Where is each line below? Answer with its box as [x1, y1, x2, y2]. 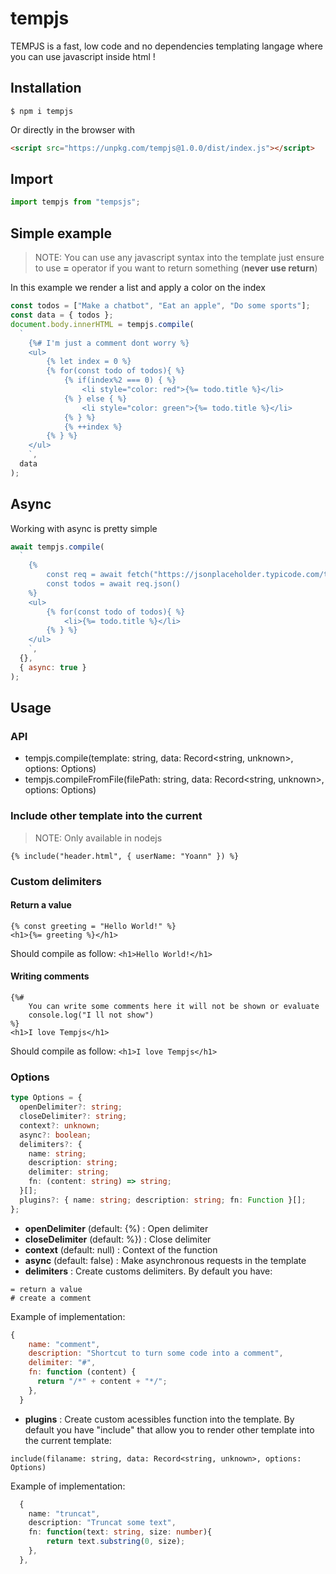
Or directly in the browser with [10, 123, 136, 136]
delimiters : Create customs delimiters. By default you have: [24, 1265, 273, 1277]
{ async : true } [19, 662, 87, 672]
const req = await [46, 570, 123, 580]
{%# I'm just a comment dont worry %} [28, 338, 190, 348]
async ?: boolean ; [19, 1130, 92, 1140]
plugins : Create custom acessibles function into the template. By [24, 1413, 295, 1425]
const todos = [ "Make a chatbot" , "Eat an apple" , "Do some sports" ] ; [10, 301, 311, 311]
